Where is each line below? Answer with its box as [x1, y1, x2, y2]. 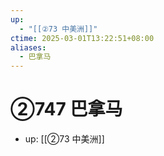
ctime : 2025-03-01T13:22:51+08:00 [10, 33, 155, 43]
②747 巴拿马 [10, 98, 123, 121]
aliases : [10, 42, 47, 53]
